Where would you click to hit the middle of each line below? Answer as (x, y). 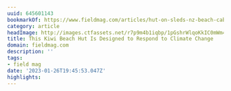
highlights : (24, 77)
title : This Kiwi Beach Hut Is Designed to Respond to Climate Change (110, 39)
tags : (15, 58)
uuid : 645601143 (30, 13)
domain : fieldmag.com (38, 45)
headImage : (23, 32)
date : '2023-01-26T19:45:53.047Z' (57, 70)
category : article (33, 26)
